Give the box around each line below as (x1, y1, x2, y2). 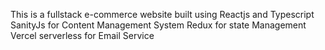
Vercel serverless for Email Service (10, 30, 155, 41)
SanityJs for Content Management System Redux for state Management (10, 19, 307, 31)
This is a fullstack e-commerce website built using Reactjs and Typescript (10, 9, 315, 20)
